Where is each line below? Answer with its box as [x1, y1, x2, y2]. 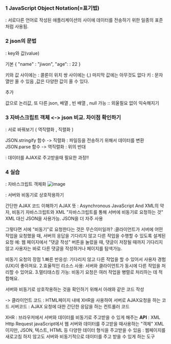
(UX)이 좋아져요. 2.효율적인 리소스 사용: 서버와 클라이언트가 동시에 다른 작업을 [5, 263, 161, 269]
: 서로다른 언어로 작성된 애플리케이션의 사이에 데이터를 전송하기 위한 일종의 [5, 17, 154, 23]
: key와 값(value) [5, 50, 40, 56]
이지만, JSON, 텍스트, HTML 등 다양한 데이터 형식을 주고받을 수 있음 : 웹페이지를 [5, 327, 166, 333]
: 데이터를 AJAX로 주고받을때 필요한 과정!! [5, 154, 89, 160]
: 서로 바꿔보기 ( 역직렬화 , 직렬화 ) [5, 126, 74, 132]
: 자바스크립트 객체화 [5, 181, 46, 187]
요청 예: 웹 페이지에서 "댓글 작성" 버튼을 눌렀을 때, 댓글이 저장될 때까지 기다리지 [5, 239, 163, 245]
